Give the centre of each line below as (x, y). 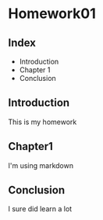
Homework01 (52, 14)
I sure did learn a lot (40, 209)
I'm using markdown (41, 165)
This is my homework (43, 122)
